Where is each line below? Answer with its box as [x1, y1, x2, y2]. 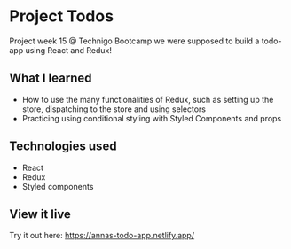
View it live [9, 206, 71, 222]
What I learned [9, 71, 92, 86]
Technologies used [9, 139, 117, 154]
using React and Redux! [25, 44, 113, 55]
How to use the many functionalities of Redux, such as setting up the [21, 94, 274, 105]
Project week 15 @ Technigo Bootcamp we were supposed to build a [9, 35, 260, 46]
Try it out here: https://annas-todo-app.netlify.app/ [9, 230, 195, 241]
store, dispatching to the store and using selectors [21, 104, 207, 114]
